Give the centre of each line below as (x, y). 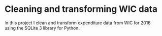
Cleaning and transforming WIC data (81, 9)
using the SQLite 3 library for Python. (42, 28)
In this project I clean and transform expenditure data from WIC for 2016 (78, 23)
